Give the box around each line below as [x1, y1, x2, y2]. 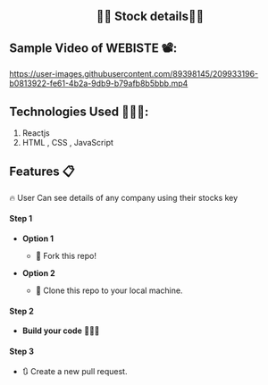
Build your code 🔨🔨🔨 [21, 325, 100, 336]
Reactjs [21, 128, 51, 138]
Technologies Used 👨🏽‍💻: [9, 104, 149, 119]
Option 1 [21, 233, 54, 244]
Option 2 [21, 268, 55, 279]
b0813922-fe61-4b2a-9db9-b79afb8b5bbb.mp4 [9, 78, 188, 89]
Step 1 [9, 213, 33, 224]
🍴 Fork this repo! [35, 251, 96, 262]
